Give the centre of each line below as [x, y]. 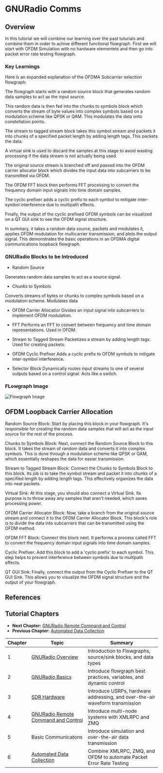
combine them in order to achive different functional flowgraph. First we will [81, 44]
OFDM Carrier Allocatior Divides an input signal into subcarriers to [78, 310]
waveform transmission [114, 703]
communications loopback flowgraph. [43, 244]
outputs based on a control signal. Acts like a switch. [65, 373]
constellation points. [25, 122]
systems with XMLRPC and [118, 717]
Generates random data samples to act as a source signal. [63, 277]
